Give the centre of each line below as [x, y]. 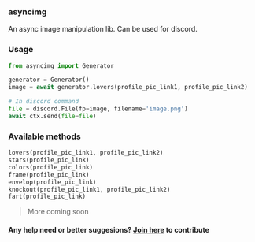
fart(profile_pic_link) [47, 197]
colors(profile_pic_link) [50, 167]
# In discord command [44, 102]
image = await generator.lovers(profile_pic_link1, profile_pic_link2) [128, 87]
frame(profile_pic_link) [49, 175]
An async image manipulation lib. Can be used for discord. [103, 29]
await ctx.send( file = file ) [52, 116]
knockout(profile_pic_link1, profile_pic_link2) [89, 189]
